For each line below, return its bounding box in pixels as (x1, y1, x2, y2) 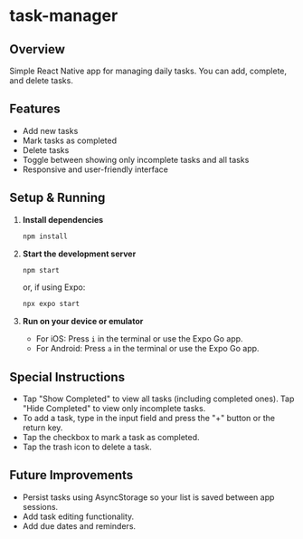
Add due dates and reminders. (22, 520, 137, 531)
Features (9, 101, 61, 117)
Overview (9, 42, 66, 57)
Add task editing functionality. (22, 511, 135, 522)
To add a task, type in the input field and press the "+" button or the (22, 413, 276, 424)
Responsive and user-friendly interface (22, 164, 169, 175)
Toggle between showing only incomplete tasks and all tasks (22, 154, 250, 165)
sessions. (22, 501, 59, 512)
